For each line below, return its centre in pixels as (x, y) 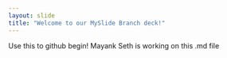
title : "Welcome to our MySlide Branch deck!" (87, 23)
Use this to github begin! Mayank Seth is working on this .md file (114, 45)
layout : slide (32, 15)
